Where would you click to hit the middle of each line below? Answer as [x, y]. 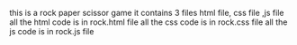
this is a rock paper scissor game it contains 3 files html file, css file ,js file [147, 13]
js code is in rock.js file [52, 31]
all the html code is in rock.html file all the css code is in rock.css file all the [148, 22]
